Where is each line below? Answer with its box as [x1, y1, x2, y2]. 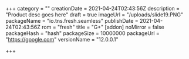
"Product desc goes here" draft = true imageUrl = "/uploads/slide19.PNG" [5, 11, 183, 18]
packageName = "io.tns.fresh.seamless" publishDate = [5, 18, 139, 24]
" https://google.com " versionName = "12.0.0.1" [5, 36, 119, 43]
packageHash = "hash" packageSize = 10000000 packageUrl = [5, 30, 160, 37]
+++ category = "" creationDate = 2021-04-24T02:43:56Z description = [5, 5, 180, 12]
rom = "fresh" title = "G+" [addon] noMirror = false [41, 23, 165, 30]
